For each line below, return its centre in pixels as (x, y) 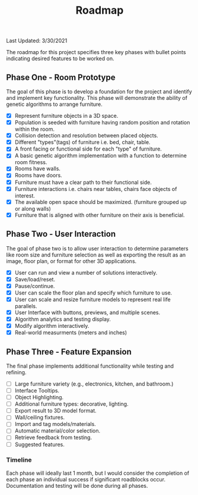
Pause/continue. (35, 286)
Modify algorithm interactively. (52, 326)
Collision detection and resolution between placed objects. (86, 136)
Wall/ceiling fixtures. (40, 418)
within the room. (35, 129)
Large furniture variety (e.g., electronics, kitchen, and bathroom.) (94, 384)
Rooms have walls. (38, 169)
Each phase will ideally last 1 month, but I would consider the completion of (98, 473)
